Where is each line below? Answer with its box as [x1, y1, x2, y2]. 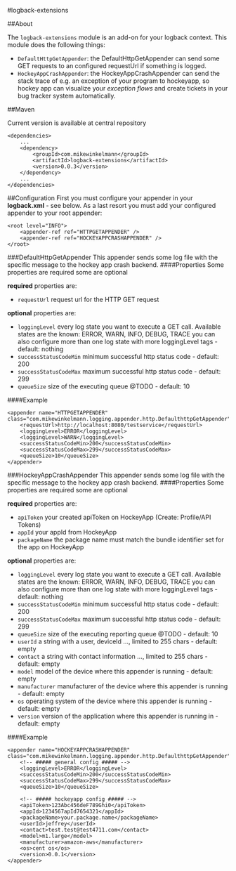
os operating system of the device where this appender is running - [17, 697, 213, 705]
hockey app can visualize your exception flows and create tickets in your [17, 84, 228, 92]
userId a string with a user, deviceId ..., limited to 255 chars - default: [17, 637, 218, 646]
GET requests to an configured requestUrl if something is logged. [17, 62, 207, 70]
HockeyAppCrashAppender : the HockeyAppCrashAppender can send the [17, 70, 220, 77]
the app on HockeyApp [17, 543, 84, 551]
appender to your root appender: [7, 209, 103, 217]
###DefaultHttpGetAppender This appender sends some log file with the [7, 253, 218, 261]
